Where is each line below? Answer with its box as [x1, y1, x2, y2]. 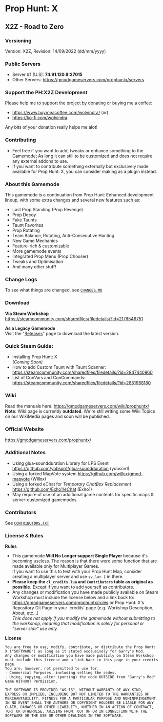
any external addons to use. [12, 158, 68, 164]
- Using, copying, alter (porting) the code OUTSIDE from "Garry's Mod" [5, 674, 156, 680]
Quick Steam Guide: [5, 342, 54, 349]
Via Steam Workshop [5, 311, 49, 316]
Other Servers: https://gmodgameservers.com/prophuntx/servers [12, 77, 144, 83]
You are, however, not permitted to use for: [5, 666, 99, 671]
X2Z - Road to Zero [5, 23, 64, 31]
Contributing [5, 137, 36, 144]
